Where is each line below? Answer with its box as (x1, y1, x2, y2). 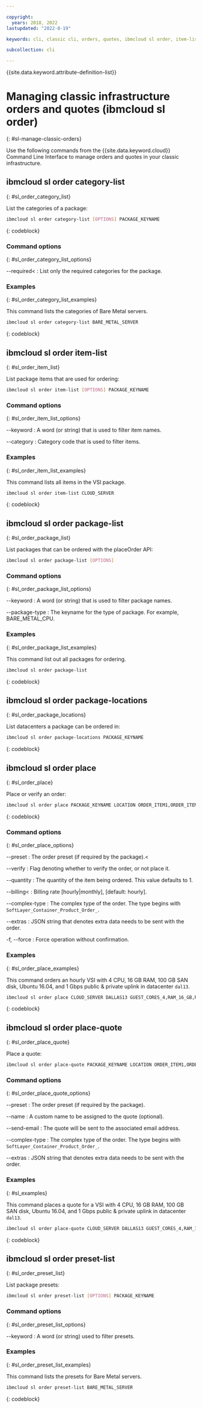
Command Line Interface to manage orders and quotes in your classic (6, 153, 179, 161)
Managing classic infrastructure (6, 90, 170, 103)
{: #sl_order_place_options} (6, 842, 74, 849)
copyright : (6, 14, 34, 20)
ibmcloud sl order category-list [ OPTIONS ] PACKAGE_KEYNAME (6, 216, 161, 222)
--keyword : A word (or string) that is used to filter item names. (6, 426, 162, 433)
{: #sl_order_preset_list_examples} (6, 1361, 91, 1368)
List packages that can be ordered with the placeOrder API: (6, 546, 153, 553)
